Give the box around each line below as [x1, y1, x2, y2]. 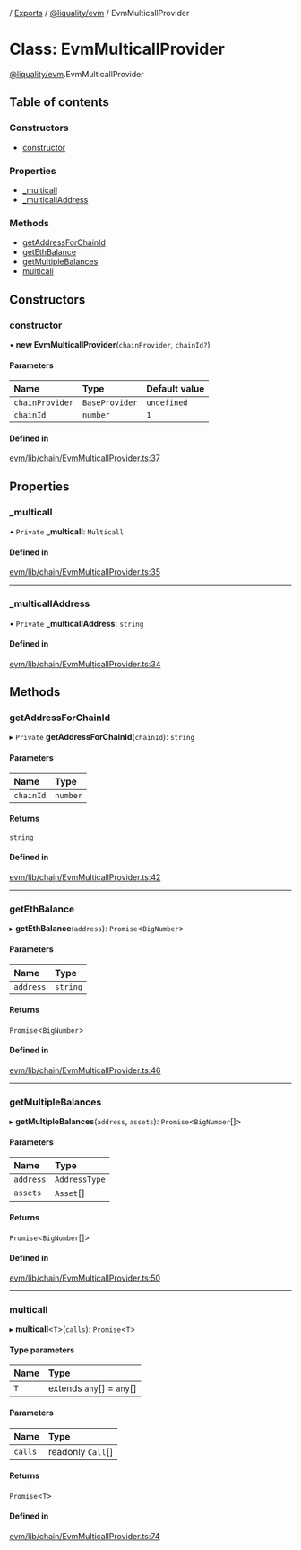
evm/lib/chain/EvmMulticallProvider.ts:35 [9, 567, 161, 577]
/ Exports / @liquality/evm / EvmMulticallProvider [9, 8, 190, 18]
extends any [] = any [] [47, 1382, 137, 1395]
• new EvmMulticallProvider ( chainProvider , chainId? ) [9, 339, 211, 349]
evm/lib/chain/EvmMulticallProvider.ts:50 [9, 1273, 161, 1283]
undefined [146, 398, 188, 408]
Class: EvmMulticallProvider [9, 40, 226, 59]
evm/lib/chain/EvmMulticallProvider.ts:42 [9, 872, 161, 883]
